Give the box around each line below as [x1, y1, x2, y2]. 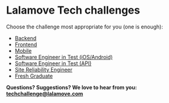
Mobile [14, 47, 32, 54]
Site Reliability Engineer [14, 66, 73, 73]
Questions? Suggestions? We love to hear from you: [6, 83, 138, 91]
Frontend [14, 41, 37, 48]
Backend [14, 34, 37, 41]
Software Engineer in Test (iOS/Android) [14, 53, 113, 60]
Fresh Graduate [14, 72, 53, 79]
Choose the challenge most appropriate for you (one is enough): [6, 23, 163, 30]
